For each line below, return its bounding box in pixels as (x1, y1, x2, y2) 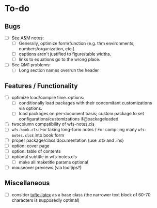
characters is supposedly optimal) (11, 197, 80, 203)
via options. (18, 105, 42, 111)
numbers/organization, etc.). (18, 46, 76, 52)
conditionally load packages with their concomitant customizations (18, 100, 152, 106)
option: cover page (11, 143, 49, 149)
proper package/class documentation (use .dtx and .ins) (11, 137, 124, 143)
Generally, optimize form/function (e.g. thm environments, (18, 41, 135, 46)
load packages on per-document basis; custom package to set (18, 111, 144, 117)
